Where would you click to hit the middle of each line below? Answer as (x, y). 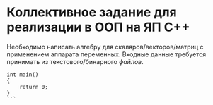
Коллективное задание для (92, 12)
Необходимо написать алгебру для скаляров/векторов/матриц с (105, 47)
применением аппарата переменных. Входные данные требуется (106, 54)
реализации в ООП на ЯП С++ (98, 27)
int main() (23, 75)
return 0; (34, 87)
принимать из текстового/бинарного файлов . (75, 61)
